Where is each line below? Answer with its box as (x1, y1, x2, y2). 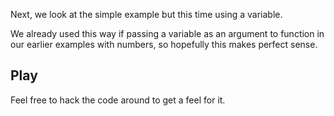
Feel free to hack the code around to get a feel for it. (10, 94, 226, 106)
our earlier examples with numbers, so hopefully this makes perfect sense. (10, 39, 318, 50)
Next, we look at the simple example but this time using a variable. (10, 9, 283, 20)
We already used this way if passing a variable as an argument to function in (10, 28, 325, 39)
